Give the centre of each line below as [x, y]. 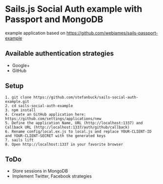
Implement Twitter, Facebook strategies [52, 176]
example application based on [35, 33]
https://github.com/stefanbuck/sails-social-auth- [86, 97]
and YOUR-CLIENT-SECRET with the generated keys [55, 136]
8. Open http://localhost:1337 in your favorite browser [64, 144]
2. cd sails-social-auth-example [39, 106]
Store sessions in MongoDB [40, 171]
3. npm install [20, 110]
